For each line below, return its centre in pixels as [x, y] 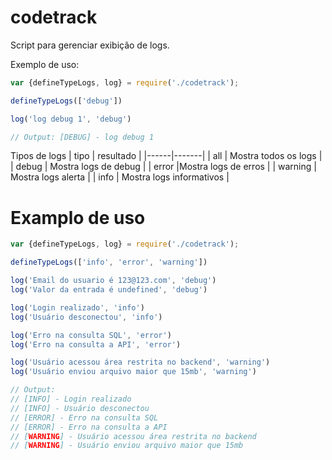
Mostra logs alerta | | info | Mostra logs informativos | [120, 177]
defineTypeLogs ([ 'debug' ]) [66, 101]
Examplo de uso [78, 217]
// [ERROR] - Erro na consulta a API [89, 427]
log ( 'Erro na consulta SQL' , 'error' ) [91, 335]
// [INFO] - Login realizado [71, 399]
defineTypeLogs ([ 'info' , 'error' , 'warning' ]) [109, 262]
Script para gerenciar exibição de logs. [90, 45]
